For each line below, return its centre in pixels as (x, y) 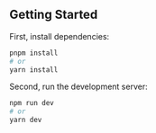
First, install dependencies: (60, 36)
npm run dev (32, 103)
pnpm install (34, 53)
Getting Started (54, 15)
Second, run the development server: (78, 87)
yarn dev (26, 120)
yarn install (34, 70)
